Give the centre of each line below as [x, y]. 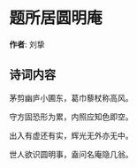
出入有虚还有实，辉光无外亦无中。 [71, 135]
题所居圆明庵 [56, 18]
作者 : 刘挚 [27, 44]
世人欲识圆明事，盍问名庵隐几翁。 [71, 154]
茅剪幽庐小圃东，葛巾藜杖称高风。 [71, 97]
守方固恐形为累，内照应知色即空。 [71, 117]
